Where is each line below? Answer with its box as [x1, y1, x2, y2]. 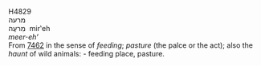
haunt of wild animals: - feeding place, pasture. [8, 49, 165, 58]
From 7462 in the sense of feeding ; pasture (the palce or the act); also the [8, 41, 254, 50]
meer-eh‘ [8, 32, 39, 41]
